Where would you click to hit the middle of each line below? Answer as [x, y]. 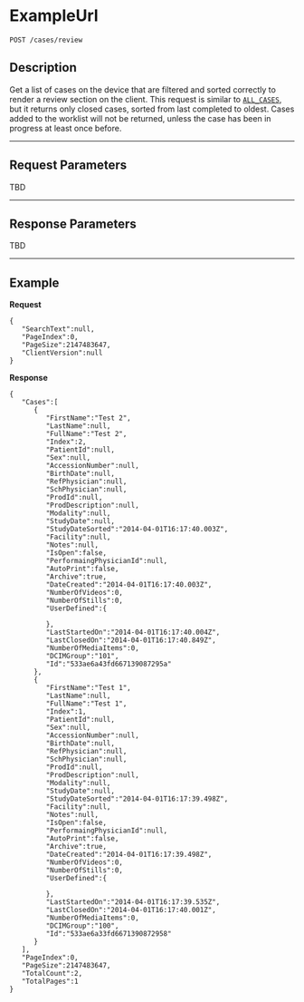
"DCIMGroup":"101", [82, 657]
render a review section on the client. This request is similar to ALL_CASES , [146, 99]
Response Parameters [73, 224]
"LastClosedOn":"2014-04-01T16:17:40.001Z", [131, 910]
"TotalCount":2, [52, 974]
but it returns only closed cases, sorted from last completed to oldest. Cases [152, 109]
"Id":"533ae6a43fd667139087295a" [109, 664]
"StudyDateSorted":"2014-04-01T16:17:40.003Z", [137, 530]
